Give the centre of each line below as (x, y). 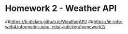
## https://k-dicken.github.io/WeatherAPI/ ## (50, 22)
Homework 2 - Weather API (61, 8)
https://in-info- (108, 22)
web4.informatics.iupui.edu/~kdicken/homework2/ (55, 26)
